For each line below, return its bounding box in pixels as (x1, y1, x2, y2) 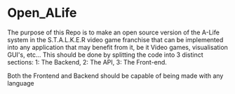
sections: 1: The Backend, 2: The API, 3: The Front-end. (7, 58, 167, 66)
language (7, 79, 34, 87)
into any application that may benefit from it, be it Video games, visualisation (7, 43, 228, 51)
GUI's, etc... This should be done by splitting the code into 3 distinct (7, 51, 203, 59)
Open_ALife (7, 5, 77, 21)
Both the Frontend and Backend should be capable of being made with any (7, 72, 224, 80)
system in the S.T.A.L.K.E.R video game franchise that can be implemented (7, 35, 224, 43)
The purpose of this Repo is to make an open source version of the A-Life (7, 28, 220, 36)
